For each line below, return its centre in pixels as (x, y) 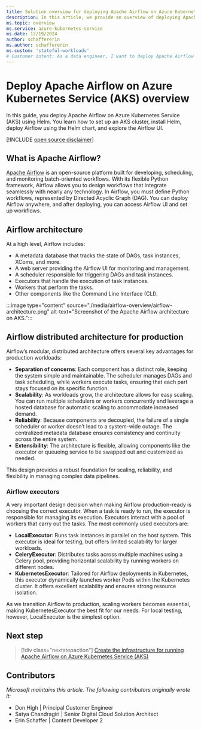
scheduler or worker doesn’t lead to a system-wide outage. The (93, 426)
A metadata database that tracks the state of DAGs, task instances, (98, 255)
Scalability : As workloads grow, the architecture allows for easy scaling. (104, 395)
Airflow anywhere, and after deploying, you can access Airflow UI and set (97, 205)
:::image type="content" (36, 305)
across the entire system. (46, 439)
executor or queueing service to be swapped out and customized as (99, 452)
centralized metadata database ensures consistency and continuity (98, 433)
